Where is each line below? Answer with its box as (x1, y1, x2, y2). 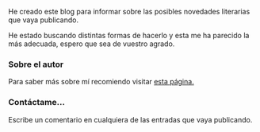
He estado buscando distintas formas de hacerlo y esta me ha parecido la (8, 31, 250, 40)
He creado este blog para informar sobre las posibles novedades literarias (8, 7, 250, 16)
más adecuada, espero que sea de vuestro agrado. (8, 39, 175, 49)
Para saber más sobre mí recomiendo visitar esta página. (8, 77, 194, 87)
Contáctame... (8, 97, 66, 108)
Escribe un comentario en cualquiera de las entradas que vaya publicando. (8, 115, 253, 124)
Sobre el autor (8, 59, 64, 70)
